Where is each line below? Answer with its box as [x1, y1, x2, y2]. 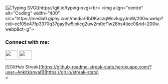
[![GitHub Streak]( [5, 64, 42, 70]
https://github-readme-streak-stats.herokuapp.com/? [42, 64, 152, 70]
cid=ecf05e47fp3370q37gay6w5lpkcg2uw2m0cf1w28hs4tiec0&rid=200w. [5, 21, 160, 27]
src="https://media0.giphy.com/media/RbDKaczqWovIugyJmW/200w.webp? [5, 16, 163, 21]
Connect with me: [5, 38, 50, 45]
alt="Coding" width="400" [5, 10, 60, 16]
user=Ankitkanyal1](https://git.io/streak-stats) [5, 69, 99, 75]
